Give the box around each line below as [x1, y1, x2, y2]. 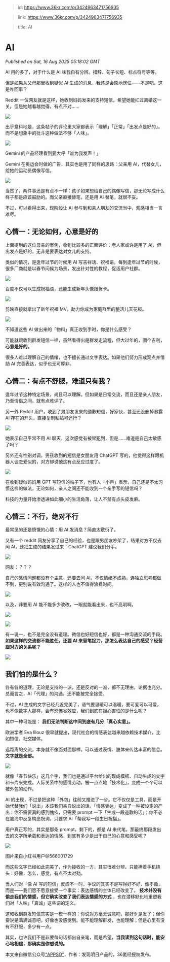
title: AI [17, 24, 33, 30]
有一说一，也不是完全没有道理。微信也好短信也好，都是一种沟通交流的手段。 [5, 632, 165, 638]
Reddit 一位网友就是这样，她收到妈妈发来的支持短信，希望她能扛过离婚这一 [5, 96, 162, 103]
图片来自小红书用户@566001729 [5, 853, 73, 859]
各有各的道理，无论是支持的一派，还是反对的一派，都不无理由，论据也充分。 [5, 684, 165, 690]
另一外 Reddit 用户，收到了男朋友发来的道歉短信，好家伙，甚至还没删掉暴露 [5, 408, 163, 414]
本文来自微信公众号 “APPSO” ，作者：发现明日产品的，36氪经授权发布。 [5, 951, 154, 957]
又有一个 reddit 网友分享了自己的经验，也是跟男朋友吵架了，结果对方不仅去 [5, 538, 162, 544]
